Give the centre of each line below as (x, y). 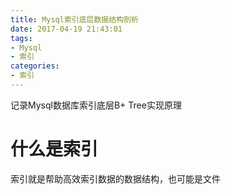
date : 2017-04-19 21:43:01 (66, 29)
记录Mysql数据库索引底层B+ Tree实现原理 (96, 105)
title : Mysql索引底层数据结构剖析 (74, 19)
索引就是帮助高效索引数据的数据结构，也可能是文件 (115, 178)
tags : (21, 38)
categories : (35, 66)
